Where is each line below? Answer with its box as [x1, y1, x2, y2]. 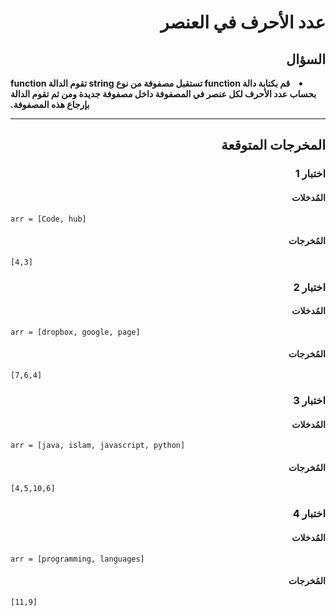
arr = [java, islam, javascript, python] [10, 441, 186, 451]
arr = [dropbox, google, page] [10, 327, 141, 337]
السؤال [286, 51, 326, 68]
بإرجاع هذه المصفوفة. [10, 99, 90, 110]
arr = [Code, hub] [10, 214, 87, 224]
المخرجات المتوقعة [221, 137, 326, 154]
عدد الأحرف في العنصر [159, 11, 326, 34]
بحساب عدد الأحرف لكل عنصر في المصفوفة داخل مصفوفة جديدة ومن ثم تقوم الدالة [10, 88, 317, 100]
